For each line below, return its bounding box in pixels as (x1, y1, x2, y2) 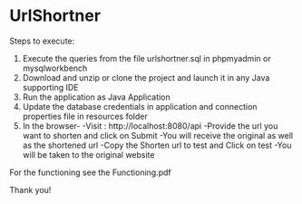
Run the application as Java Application (22, 92, 170, 102)
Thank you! (9, 184, 52, 195)
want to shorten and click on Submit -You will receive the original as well (22, 130, 294, 141)
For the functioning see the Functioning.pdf (9, 167, 172, 178)
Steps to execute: (9, 35, 75, 46)
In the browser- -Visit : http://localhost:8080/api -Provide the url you (22, 120, 278, 131)
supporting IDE (22, 82, 79, 92)
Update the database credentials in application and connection (22, 101, 258, 112)
